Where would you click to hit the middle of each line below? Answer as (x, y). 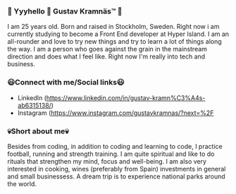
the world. (22, 183)
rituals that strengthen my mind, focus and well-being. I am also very (107, 161)
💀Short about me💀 (38, 131)
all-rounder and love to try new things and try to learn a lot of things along (114, 42)
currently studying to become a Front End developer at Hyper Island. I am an (118, 34)
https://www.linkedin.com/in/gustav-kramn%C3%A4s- (126, 97)
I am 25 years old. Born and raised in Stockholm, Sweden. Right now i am (113, 27)
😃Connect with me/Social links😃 (66, 83)
